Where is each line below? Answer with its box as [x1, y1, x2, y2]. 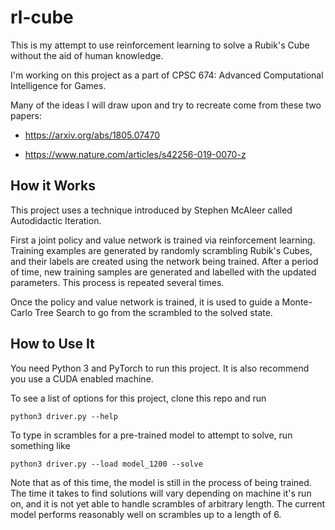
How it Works [10, 177, 96, 195]
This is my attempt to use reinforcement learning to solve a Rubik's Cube [10, 39, 310, 51]
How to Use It [10, 336, 95, 353]
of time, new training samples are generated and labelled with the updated [10, 266, 317, 278]
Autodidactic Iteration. [10, 214, 102, 226]
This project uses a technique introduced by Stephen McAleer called [10, 204, 293, 216]
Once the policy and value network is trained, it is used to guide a [10, 296, 280, 308]
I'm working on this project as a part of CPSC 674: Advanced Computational [10, 69, 324, 81]
